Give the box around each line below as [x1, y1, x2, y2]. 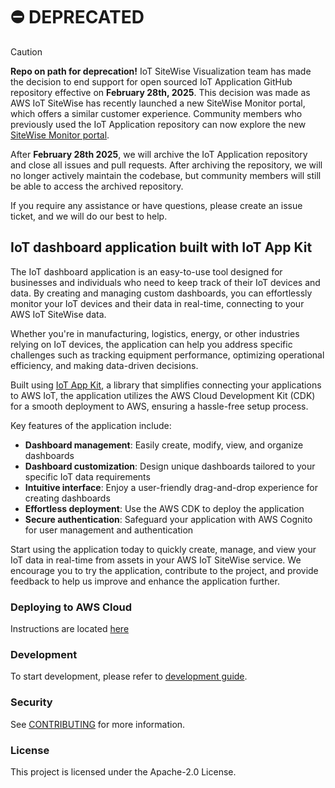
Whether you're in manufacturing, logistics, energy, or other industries [10, 327, 300, 339]
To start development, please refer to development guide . [10, 670, 248, 683]
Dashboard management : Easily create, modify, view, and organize [24, 439, 304, 451]
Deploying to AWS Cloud [10, 600, 133, 614]
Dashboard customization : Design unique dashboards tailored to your [24, 460, 316, 472]
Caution [10, 45, 43, 58]
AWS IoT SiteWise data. [10, 308, 107, 320]
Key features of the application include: [10, 419, 172, 431]
